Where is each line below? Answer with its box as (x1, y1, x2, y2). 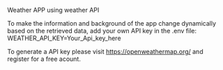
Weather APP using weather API (7, 6, 100, 14)
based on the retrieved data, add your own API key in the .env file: (7, 27, 197, 35)
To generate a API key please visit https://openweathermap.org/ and (7, 48, 203, 55)
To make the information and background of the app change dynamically (7, 19, 217, 27)
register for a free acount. (7, 55, 82, 63)
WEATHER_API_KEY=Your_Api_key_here (7, 34, 121, 42)
